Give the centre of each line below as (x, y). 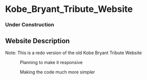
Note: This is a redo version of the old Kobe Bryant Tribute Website (74, 53)
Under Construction (30, 25)
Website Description (37, 41)
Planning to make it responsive (51, 62)
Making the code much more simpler (57, 72)
